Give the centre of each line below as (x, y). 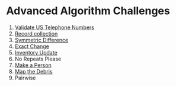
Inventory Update (36, 52)
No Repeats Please (38, 59)
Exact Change (32, 46)
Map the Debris (33, 71)
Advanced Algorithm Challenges (88, 11)
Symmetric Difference (41, 40)
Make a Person (33, 65)
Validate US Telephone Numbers (55, 27)
